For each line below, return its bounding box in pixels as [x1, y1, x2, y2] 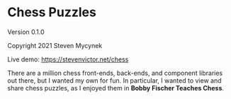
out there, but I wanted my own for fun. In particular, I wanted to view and [7, 76, 222, 85]
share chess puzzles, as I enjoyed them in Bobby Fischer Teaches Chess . [7, 83, 225, 92]
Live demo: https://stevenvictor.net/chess [7, 54, 129, 64]
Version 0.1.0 [7, 28, 45, 36]
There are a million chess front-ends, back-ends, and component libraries [7, 69, 223, 77]
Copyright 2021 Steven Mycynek [7, 41, 103, 49]
